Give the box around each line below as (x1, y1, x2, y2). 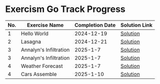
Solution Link (120, 21, 153, 28)
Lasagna (21, 38, 42, 45)
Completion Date (74, 21, 116, 28)
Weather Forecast (21, 62, 63, 69)
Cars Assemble (21, 70, 57, 77)
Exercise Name (27, 21, 64, 28)
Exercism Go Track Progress (5, 3, 126, 15)
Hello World (21, 30, 49, 37)
